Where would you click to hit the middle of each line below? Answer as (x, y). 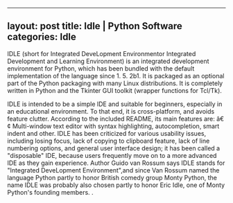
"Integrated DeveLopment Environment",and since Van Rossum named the (113, 170)
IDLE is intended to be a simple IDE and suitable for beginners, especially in (115, 104)
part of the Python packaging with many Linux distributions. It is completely (115, 83)
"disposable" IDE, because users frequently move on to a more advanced (112, 155)
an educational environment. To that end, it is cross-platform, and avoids (111, 111)
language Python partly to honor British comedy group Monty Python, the (112, 177)
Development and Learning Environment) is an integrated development (108, 61)
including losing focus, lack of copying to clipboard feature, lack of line (109, 141)
